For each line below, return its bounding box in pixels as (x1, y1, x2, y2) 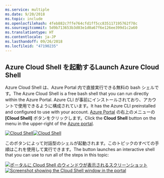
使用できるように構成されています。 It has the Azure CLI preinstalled (18, 103, 156, 109)
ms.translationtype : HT (5, 30, 54, 35)
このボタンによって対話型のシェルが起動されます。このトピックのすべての (5, 140, 155, 146)
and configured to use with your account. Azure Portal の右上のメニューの (5, 109, 155, 115)
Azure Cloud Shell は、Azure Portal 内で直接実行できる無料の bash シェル (5, 84, 155, 91)
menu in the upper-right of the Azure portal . (5, 121, 95, 127)
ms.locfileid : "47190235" (5, 44, 58, 49)
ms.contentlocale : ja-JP (5, 35, 56, 40)
